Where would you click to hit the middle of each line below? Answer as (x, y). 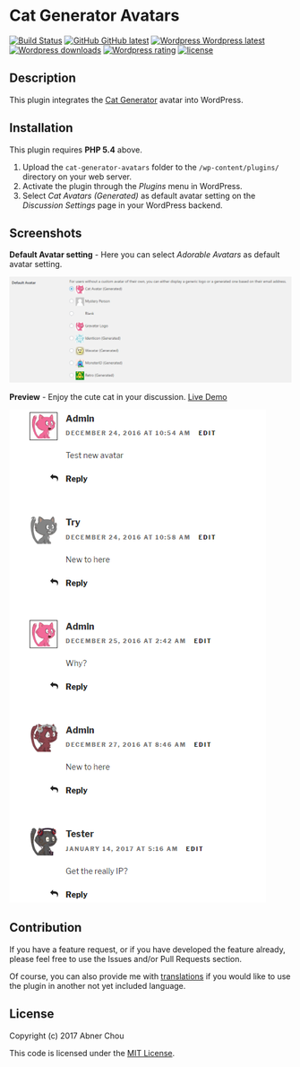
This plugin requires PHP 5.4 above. (76, 150)
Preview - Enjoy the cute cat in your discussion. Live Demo (118, 396)
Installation (41, 128)
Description (43, 78)
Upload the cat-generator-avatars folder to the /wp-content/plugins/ (150, 167)
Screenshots (46, 233)
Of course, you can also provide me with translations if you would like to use (150, 976)
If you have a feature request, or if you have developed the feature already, (148, 949)
